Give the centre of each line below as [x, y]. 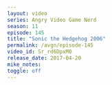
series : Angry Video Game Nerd [52, 20]
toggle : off [24, 71]
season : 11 [23, 26]
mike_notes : [24, 64]
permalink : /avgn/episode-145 [51, 45]
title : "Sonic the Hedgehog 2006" [57, 39]
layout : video [27, 13]
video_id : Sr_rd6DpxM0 [40, 52]
